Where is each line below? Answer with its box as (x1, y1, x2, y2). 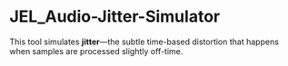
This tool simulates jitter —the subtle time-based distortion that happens (9, 36, 280, 47)
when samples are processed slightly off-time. (9, 45, 184, 56)
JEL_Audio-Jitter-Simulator (9, 6, 221, 27)
